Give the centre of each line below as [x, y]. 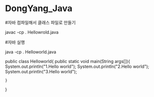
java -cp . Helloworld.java [31, 52]
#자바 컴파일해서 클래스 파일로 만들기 [40, 22]
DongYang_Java [39, 8]
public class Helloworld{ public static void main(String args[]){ [68, 61]
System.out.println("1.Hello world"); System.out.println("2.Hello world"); [77, 66]
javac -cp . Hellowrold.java [32, 32]
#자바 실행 [15, 42]
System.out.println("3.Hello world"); [41, 71]
